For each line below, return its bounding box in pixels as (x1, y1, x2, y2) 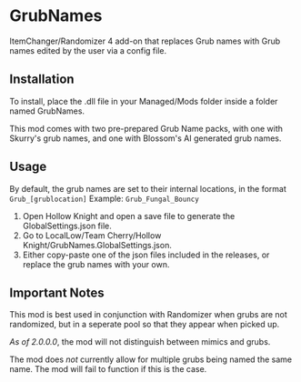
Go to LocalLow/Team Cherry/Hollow (22, 229, 162, 241)
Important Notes (9, 285, 105, 300)
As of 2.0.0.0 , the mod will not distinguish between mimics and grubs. (9, 337, 271, 347)
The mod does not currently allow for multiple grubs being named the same (9, 354, 293, 365)
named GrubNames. (9, 106, 85, 116)
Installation (9, 72, 75, 87)
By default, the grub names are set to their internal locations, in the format (9, 183, 286, 194)
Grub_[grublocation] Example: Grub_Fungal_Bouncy (9, 193, 200, 204)
